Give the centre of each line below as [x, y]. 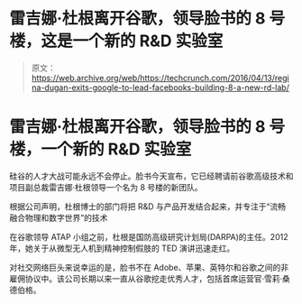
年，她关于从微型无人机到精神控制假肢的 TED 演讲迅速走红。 [122, 248]
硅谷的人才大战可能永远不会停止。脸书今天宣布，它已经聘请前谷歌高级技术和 [151, 176]
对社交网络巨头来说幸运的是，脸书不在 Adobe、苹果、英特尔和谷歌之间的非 [149, 267]
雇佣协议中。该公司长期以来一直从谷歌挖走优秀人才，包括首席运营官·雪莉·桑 [150, 278]
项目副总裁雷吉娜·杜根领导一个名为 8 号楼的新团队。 [106, 187]
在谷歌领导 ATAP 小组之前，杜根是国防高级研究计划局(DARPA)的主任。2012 [149, 236]
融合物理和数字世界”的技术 [59, 217]
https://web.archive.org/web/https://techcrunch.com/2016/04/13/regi [160, 78]
